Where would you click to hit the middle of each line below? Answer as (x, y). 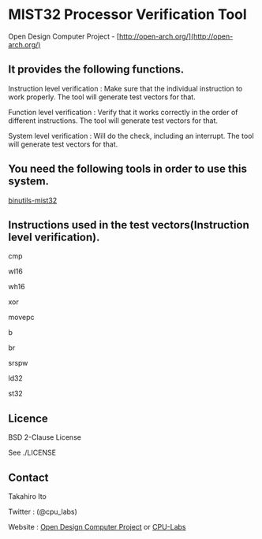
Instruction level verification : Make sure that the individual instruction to (125, 88)
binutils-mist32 (33, 200)
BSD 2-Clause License (45, 437)
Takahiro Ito (28, 496)
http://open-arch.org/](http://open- (176, 36)
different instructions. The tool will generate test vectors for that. (113, 121)
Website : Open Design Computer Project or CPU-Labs (97, 527)
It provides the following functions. (96, 70)
